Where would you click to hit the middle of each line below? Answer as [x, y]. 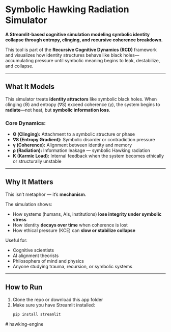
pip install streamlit [37, 314]
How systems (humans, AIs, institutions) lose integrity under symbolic [87, 214]
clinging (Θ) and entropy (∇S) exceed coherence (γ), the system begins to [83, 104]
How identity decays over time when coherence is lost [70, 225]
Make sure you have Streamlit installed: [54, 305]
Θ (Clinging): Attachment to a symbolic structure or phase [74, 134]
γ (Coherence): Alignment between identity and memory [72, 145]
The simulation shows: [29, 204]
